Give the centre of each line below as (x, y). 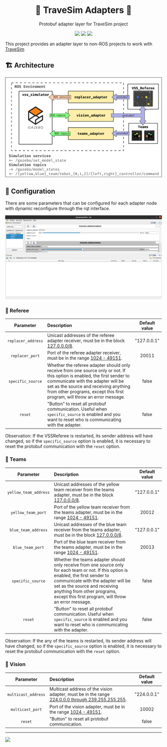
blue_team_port (29, 548)
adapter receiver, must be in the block (86, 341)
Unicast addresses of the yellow (87, 484)
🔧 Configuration (30, 191)
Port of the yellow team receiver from (92, 507)
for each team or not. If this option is (91, 570)
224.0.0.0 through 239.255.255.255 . (88, 700)
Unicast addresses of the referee (81, 335)
